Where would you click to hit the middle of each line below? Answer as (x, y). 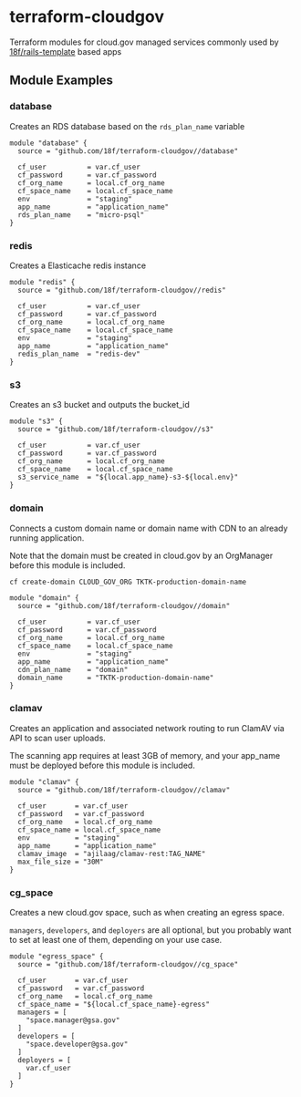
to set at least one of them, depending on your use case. (116, 940)
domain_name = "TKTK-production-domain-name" (116, 678)
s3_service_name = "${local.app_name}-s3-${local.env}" (128, 477)
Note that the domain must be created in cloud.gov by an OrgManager (141, 555)
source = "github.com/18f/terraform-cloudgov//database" (128, 151)
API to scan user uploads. (58, 738)
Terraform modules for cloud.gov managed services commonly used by (145, 42)
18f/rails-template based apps (66, 51)
